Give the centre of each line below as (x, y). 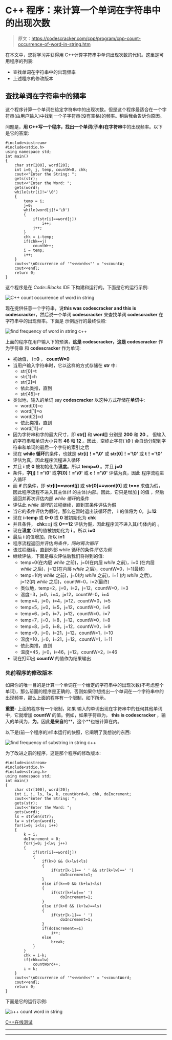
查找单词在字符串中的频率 (46, 96)
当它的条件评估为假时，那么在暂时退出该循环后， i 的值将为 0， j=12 (85, 511)
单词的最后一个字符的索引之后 (58, 447)
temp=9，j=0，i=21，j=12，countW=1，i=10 (67, 633)
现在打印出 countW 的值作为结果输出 (52, 658)
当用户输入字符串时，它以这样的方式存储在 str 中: (65, 365)
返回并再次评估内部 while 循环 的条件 (51, 498)
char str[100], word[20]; (42, 790)
